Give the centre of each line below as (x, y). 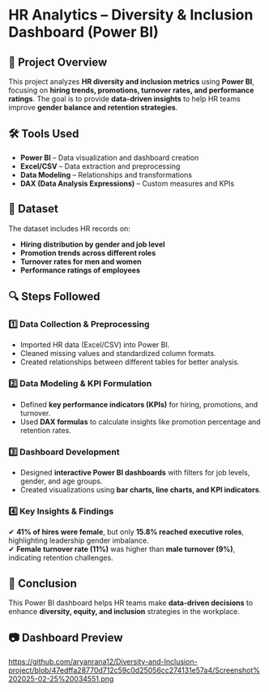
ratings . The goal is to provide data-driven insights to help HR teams (124, 99)
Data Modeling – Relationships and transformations (106, 174)
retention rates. (45, 430)
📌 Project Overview (58, 62)
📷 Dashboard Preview (66, 638)
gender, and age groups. (61, 481)
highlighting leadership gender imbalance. (79, 540)
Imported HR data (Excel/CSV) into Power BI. (95, 345)
